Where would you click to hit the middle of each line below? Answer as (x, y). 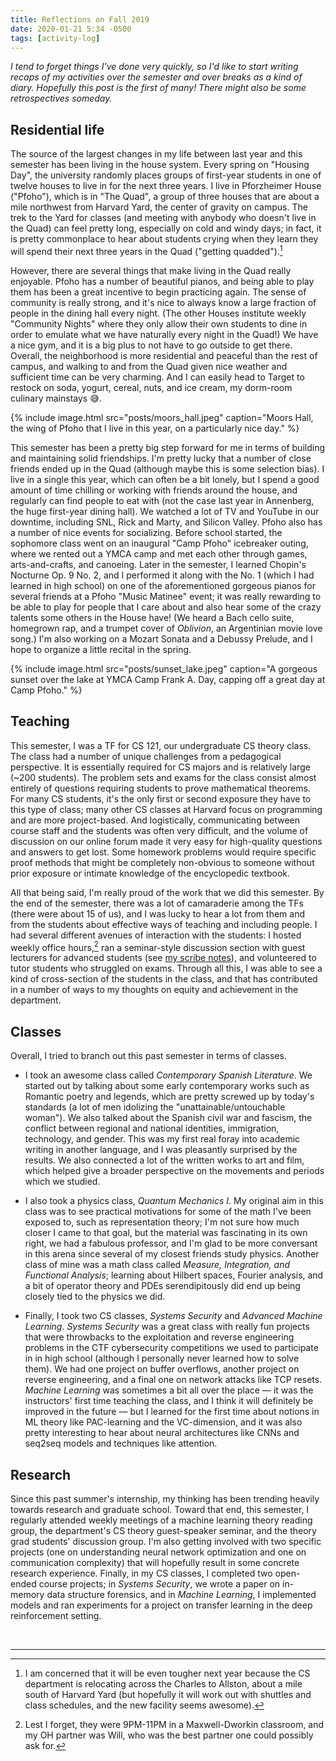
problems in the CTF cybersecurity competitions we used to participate (171, 1348)
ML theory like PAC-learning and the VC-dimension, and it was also (163, 1422)
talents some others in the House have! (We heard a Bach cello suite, (152, 617)
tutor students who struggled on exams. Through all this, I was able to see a (166, 968)
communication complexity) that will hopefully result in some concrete (155, 1562)
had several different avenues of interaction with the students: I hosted (156, 935)
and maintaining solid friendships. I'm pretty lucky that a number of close (161, 458)
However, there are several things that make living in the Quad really (151, 270)
